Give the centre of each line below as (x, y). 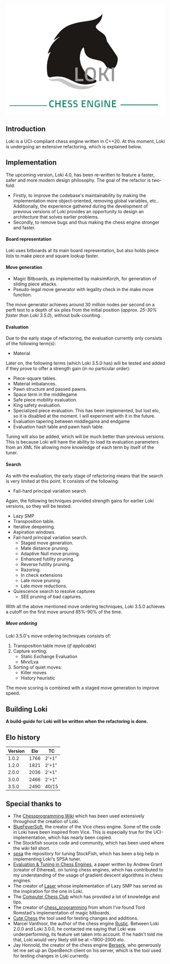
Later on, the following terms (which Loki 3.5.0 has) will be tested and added (86, 363)
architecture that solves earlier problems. (56, 217)
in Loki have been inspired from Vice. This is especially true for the (82, 832)
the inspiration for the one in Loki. (48, 891)
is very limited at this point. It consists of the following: (62, 481)
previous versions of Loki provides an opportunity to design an (78, 211)
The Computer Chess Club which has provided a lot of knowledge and (86, 897)
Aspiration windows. (34, 532)
